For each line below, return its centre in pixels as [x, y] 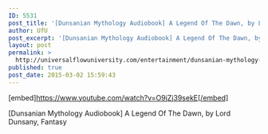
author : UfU [28, 30]
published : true [35, 68]
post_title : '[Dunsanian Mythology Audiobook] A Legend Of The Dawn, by [132, 23]
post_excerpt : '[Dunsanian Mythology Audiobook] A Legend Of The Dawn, [130, 38]
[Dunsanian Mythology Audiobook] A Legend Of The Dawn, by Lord [120, 113]
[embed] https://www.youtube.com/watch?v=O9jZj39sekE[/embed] [118, 97]
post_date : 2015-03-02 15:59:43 [62, 75]
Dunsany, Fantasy [38, 121]
